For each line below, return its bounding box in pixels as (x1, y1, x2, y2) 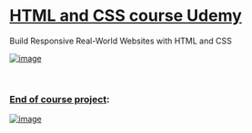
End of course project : (9, 92, 110, 105)
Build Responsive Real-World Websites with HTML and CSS (9, 35, 232, 46)
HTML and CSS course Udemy (9, 5, 243, 26)
